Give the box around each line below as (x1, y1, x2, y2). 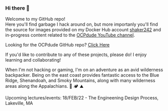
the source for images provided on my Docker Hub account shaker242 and (5, 27, 161, 33)
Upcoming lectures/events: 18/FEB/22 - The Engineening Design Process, (5, 95, 159, 101)
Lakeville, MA (5, 100, 33, 106)
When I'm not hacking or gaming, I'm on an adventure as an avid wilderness (5, 67, 163, 73)
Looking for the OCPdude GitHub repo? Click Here (5, 42, 110, 48)
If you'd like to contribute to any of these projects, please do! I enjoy (5, 51, 147, 58)
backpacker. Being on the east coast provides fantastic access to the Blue (5, 72, 159, 78)
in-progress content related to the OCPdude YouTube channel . (5, 32, 135, 38)
